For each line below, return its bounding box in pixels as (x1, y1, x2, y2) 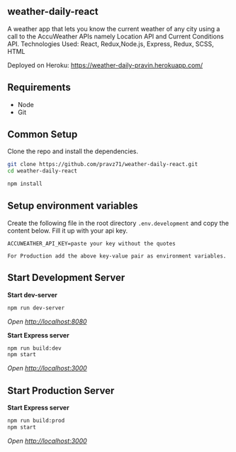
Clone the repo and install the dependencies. (7, 147, 139, 155)
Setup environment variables (7, 200, 138, 212)
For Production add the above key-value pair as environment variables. (7, 252, 227, 260)
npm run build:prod (7, 417, 65, 424)
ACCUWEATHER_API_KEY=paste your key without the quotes (7, 240, 176, 247)
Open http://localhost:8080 (7, 317, 87, 326)
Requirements (7, 82, 71, 94)
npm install (7, 180, 43, 187)
